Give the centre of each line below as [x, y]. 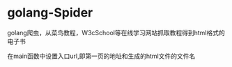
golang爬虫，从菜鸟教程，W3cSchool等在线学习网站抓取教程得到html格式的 [116, 32]
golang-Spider [50, 13]
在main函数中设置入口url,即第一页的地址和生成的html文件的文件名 [101, 56]
